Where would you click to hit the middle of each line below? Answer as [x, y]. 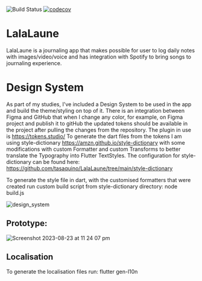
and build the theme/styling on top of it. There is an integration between [96, 110]
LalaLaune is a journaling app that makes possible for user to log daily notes [100, 50]
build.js [15, 192]
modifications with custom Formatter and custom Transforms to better [93, 149]
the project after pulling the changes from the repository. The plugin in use [99, 130]
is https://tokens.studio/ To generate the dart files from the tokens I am [94, 136]
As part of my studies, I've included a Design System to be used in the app [99, 104]
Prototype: [27, 223]
